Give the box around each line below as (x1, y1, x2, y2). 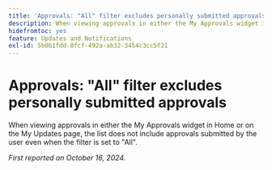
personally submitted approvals (8, 93, 227, 112)
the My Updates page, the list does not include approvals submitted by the (8, 129, 257, 139)
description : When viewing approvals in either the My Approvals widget (8, 19, 259, 27)
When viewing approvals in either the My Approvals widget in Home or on (8, 120, 254, 130)
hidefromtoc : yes (8, 27, 67, 35)
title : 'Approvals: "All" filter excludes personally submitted (8, 11, 230, 20)
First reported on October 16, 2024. (8, 153, 126, 163)
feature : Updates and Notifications (8, 34, 132, 43)
